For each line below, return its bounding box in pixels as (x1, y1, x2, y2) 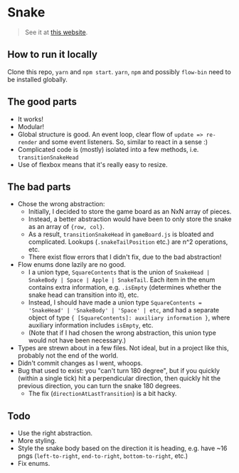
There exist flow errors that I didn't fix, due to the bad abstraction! (28, 253, 222, 261)
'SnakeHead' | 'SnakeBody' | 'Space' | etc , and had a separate (28, 306, 220, 315)
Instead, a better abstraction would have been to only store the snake (28, 215, 232, 223)
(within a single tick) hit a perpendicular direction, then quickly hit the (17, 374, 221, 382)
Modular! (17, 122, 45, 131)
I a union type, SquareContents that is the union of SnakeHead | (28, 268, 210, 277)
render (17, 138, 38, 146)
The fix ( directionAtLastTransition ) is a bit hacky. (28, 390, 177, 398)
